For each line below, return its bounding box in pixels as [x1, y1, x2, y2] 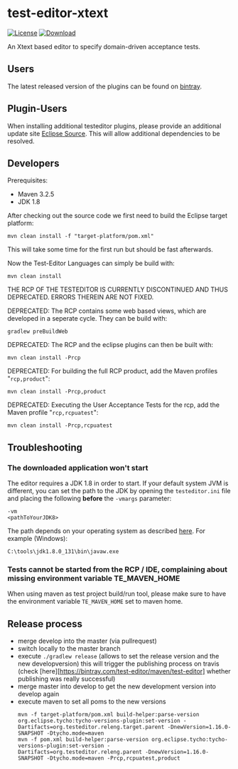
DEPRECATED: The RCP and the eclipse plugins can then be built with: [7, 341, 213, 349]
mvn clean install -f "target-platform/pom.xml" [7, 233, 154, 240]
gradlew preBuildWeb [7, 328, 69, 336]
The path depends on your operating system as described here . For [7, 527, 206, 535]
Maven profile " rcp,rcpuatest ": [7, 408, 99, 417]
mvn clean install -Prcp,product [7, 388, 107, 396]
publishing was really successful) [17, 675, 116, 683]
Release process [7, 618, 83, 630]
